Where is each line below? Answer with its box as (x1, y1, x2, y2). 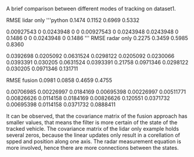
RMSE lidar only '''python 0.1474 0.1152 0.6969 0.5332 (6, 17, 140, 23)
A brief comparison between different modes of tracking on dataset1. (6, 5, 176, 12)
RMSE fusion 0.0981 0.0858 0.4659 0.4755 (6, 77, 112, 84)
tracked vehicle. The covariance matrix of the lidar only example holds (6, 125, 179, 132)
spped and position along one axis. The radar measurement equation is (6, 138, 181, 145)
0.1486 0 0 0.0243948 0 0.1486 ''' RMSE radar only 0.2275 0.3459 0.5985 (6, 35, 189, 41)
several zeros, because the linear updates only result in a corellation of (6, 131, 180, 138)
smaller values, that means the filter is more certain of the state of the (6, 119, 178, 126)
